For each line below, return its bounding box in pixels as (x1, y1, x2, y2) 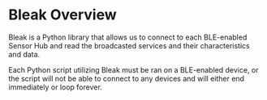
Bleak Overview (8, 6, 118, 24)
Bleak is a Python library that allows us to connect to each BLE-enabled (8, 32, 248, 42)
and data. (8, 49, 41, 59)
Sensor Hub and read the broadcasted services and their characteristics (8, 40, 250, 50)
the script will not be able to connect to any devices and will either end (8, 73, 245, 83)
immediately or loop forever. (8, 82, 103, 92)
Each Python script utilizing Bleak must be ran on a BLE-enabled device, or (8, 65, 259, 74)
